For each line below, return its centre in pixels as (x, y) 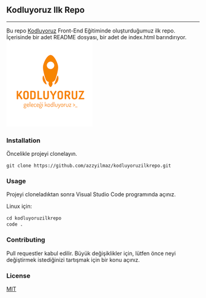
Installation (24, 140)
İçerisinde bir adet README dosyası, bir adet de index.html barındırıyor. (97, 37)
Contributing (26, 240)
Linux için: (19, 206)
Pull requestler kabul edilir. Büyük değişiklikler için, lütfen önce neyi (91, 253)
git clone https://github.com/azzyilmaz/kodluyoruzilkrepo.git (89, 166)
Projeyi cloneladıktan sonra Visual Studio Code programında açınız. (91, 194)
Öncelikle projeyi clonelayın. (42, 154)
